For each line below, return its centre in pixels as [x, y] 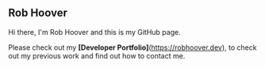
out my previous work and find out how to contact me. [97, 55]
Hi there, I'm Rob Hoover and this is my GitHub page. [94, 32]
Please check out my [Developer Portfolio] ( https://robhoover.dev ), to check [132, 47]
